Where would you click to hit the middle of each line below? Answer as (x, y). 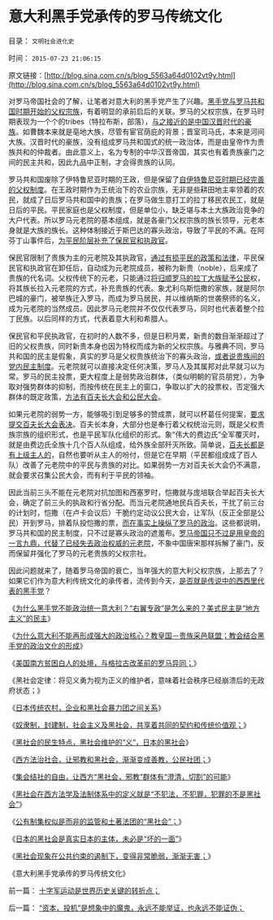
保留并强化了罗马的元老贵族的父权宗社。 (83, 553)
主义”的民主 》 (32, 618)
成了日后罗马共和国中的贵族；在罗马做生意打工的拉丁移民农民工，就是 (147, 199)
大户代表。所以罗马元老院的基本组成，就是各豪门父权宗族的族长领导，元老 (133, 219)
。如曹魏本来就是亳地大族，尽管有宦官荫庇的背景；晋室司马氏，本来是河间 (140, 132)
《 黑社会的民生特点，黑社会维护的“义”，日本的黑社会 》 (101, 742)
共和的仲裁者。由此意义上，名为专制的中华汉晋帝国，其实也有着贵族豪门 (136, 152)
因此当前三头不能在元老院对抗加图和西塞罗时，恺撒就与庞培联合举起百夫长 (133, 492)
